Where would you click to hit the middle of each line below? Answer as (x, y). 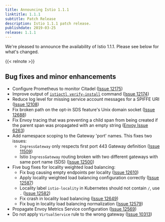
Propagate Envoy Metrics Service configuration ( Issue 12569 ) (74, 209)
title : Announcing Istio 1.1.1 (37, 10)
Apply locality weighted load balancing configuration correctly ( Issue (89, 177)
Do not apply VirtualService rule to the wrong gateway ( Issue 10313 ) (82, 214)
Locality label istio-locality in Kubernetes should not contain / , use (90, 188)
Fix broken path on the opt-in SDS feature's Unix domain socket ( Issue (83, 109)
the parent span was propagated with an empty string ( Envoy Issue (80, 125)
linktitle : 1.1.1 (23, 14)
